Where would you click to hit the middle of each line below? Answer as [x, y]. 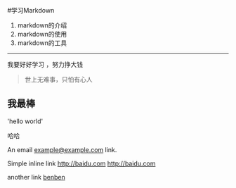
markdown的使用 [42, 34]
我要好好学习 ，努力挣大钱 [45, 64]
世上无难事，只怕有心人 [58, 79]
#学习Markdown [31, 10]
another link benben [36, 177]
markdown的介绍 [42, 25]
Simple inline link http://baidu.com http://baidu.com [81, 163]
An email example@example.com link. [62, 149]
